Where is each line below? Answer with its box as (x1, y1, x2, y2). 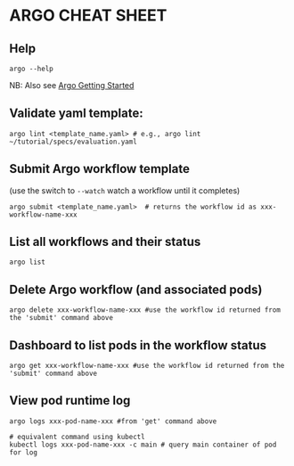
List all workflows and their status (9, 234, 201, 249)
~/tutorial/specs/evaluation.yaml (9, 137, 138, 146)
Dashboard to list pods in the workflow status (9, 338, 267, 353)
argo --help (9, 64, 53, 73)
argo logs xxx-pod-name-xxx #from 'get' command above (9, 416, 217, 426)
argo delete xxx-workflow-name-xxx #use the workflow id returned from (9, 306, 281, 315)
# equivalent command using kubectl (9, 432, 145, 441)
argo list (9, 258, 46, 267)
